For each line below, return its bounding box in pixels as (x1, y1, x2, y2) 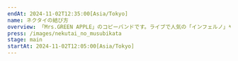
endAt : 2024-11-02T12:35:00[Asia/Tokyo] (7, 10, 129, 18)
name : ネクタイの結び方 (7, 17, 69, 24)
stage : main (7, 36, 42, 43)
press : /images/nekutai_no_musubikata (7, 29, 122, 37)
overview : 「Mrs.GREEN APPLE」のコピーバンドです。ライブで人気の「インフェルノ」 (7, 23, 229, 30)
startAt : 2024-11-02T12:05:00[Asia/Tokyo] (7, 43, 135, 50)
